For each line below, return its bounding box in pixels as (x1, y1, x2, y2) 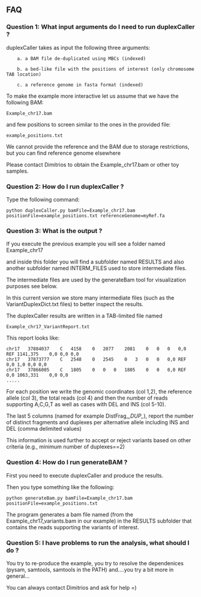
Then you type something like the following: (6, 483, 115, 491)
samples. (6, 167, 29, 175)
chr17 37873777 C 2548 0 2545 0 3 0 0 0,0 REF (6, 356, 187, 362)
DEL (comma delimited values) (6, 425, 82, 433)
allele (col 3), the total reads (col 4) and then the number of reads (6, 394, 168, 401)
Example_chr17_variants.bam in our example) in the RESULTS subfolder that (6, 517, 192, 524)
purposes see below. (6, 283, 58, 290)
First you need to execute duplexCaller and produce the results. (6, 472, 164, 479)
